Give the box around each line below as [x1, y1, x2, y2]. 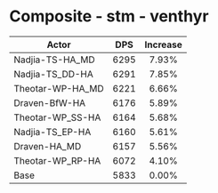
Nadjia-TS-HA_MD [13, 53, 95, 66]
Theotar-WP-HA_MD [13, 82, 104, 94]
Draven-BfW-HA [13, 96, 86, 109]
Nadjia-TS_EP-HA [13, 125, 92, 138]
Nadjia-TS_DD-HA [13, 68, 93, 80]
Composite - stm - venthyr [9, 6, 209, 27]
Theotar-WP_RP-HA [13, 154, 101, 166]
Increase [144, 38, 182, 51]
